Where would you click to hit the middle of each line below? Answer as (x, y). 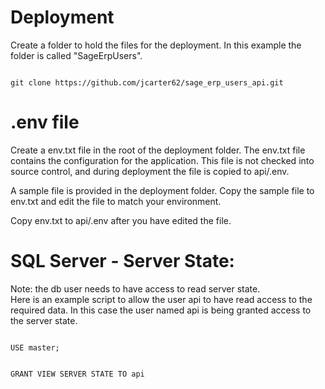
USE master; (35, 347)
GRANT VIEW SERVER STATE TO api (77, 374)
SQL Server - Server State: (122, 261)
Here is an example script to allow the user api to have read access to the (161, 299)
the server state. (44, 320)
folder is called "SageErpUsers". (76, 55)
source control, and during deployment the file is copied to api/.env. (150, 171)
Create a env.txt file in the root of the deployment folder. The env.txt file (158, 150)
